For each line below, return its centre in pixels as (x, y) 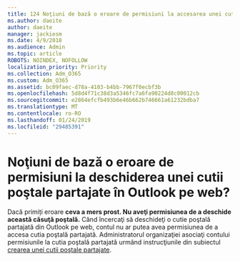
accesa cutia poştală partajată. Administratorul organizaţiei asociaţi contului (119, 235)
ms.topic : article (35, 54)
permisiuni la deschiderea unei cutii (115, 177)
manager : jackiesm (35, 34)
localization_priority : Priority (57, 67)
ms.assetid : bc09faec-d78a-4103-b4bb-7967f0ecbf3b (84, 87)
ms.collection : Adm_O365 (44, 73)
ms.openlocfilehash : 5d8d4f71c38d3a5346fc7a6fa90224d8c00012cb (104, 93)
